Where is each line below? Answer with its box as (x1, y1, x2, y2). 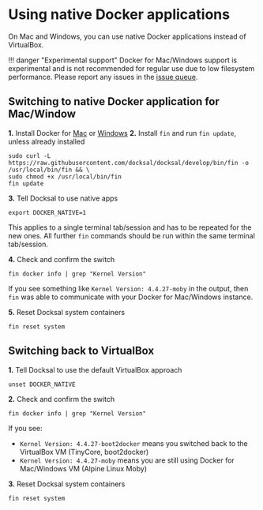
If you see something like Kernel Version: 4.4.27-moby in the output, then (8, 283, 249, 293)
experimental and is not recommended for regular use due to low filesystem (8, 63, 255, 73)
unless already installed (8, 137, 85, 146)
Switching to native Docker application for (8, 95, 220, 108)
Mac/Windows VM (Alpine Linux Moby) (19, 463, 148, 473)
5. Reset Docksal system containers (8, 307, 125, 317)
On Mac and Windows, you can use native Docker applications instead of (8, 32, 246, 41)
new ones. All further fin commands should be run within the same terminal (8, 231, 255, 240)
